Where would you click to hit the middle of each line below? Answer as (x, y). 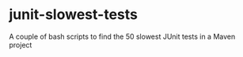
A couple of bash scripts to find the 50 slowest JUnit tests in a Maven (122, 36)
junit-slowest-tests (73, 15)
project (21, 44)
